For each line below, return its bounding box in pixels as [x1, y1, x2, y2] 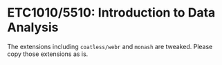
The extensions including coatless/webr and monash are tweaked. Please [7, 42, 213, 50]
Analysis [7, 19, 59, 35]
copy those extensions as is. [7, 50, 89, 58]
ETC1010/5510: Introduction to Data [7, 5, 216, 21]
